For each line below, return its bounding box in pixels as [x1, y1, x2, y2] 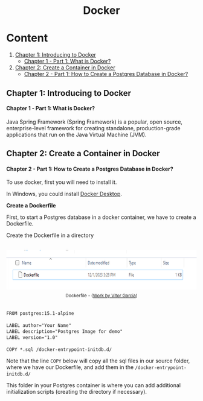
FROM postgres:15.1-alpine [6, 311, 74, 317]
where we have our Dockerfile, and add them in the [6, 364, 134, 371]
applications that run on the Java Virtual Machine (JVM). [6, 131, 147, 138]
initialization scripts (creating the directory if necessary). [6, 388, 147, 396]
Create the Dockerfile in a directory [6, 232, 94, 239]
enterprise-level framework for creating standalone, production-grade [6, 124, 181, 131]
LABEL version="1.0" [6, 335, 59, 341]
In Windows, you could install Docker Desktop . [6, 191, 123, 198]
